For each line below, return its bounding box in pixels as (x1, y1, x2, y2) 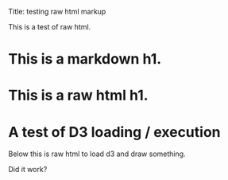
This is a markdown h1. (8, 50, 162, 68)
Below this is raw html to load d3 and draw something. (8, 149, 186, 158)
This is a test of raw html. (8, 22, 91, 31)
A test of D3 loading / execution (8, 123, 221, 141)
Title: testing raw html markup (8, 7, 106, 16)
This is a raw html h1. (8, 87, 149, 104)
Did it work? (8, 165, 48, 174)
